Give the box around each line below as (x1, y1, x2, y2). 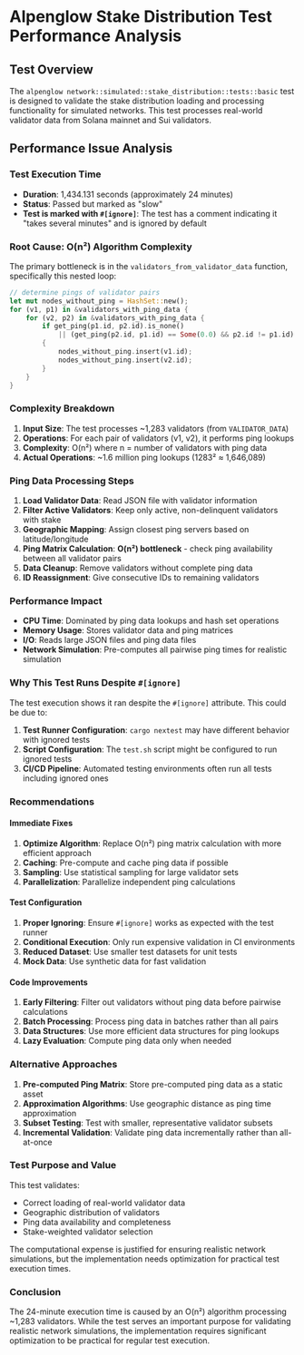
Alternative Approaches (9, 1058, 118, 1071)
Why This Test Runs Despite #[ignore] (9, 677, 181, 689)
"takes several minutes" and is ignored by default (22, 218, 207, 229)
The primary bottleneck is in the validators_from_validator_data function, (9, 260, 289, 271)
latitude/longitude (22, 533, 89, 545)
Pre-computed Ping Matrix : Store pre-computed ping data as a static (22, 1078, 283, 1089)
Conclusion (9, 1285, 62, 1298)
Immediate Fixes (9, 818, 74, 829)
